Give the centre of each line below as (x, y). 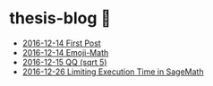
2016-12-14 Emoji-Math (65, 52)
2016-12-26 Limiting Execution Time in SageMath (113, 72)
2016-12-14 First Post (61, 43)
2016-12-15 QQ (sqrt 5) (64, 62)
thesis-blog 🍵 (60, 18)
